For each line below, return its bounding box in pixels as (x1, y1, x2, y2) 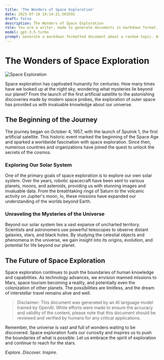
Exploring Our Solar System (5, 161, 72, 168)
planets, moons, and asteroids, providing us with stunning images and (5, 183, 146, 189)
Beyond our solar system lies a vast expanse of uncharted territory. (5, 222, 141, 227)
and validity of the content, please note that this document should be (17, 310, 156, 316)
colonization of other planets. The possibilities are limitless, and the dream (5, 285, 155, 291)
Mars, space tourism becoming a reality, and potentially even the (5, 280, 135, 285)
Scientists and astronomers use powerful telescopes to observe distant (5, 227, 148, 233)
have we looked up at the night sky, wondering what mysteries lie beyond (5, 86, 153, 92)
